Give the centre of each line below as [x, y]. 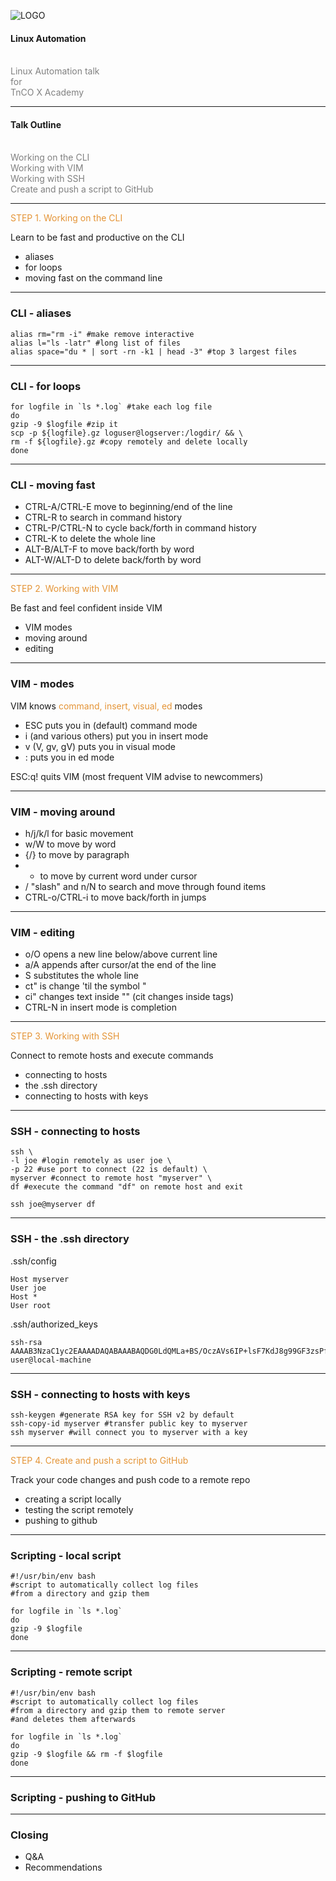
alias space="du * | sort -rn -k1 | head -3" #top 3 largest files [154, 351]
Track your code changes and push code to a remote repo [130, 1480]
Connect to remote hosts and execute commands [112, 1056]
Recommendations [63, 1867]
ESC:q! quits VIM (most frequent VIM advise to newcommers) [137, 776]
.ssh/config [33, 1261]
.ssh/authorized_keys [54, 1324]
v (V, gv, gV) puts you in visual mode [100, 746]
